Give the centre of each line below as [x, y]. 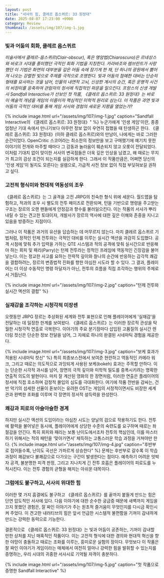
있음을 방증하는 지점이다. [29, 221]
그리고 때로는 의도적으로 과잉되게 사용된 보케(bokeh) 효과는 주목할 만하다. [82, 364]
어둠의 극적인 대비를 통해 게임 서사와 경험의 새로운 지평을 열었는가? [69, 106]
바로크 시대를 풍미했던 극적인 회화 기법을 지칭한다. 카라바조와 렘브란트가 [79, 64]
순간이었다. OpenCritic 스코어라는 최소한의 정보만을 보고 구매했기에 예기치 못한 [81, 141]
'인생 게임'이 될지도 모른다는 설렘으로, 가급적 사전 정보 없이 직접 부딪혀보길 [76, 165]
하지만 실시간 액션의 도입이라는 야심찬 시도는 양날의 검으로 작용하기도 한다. [76, 420]
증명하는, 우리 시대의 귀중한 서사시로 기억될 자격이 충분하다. [62, 554]
